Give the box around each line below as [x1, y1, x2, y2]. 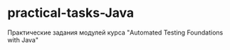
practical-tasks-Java [7, 5, 134, 21]
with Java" [7, 35, 39, 44]
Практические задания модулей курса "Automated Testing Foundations [7, 28, 224, 37]
